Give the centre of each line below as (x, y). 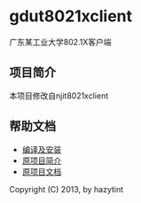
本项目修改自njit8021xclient (59, 96)
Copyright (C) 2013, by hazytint (67, 189)
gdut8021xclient (71, 16)
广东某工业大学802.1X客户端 (61, 42)
